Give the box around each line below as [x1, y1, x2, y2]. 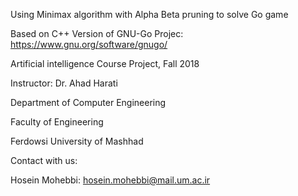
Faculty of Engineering [10, 116, 104, 128]
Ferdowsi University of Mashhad [10, 135, 144, 147]
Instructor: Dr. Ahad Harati [10, 77, 118, 89]
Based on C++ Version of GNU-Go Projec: [10, 28, 184, 39]
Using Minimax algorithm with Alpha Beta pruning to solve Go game [10, 9, 289, 20]
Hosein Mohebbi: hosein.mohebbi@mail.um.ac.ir [10, 174, 211, 186]
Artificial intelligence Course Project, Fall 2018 [10, 58, 200, 69]
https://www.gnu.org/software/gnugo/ [10, 39, 168, 50]
